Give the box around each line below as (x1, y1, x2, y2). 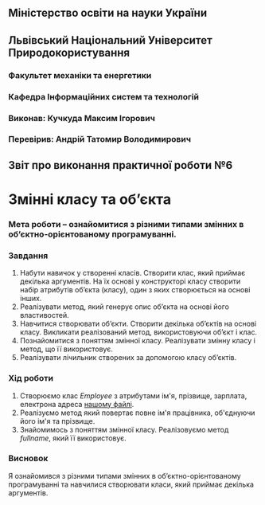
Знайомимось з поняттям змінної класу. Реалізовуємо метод (19, 425, 229, 434)
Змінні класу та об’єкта (8, 190, 172, 209)
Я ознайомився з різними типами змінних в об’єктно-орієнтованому (8, 471, 241, 480)
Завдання (8, 250, 49, 261)
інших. (19, 294, 42, 303)
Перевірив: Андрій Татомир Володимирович (8, 134, 192, 145)
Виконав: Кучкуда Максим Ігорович (8, 112, 155, 123)
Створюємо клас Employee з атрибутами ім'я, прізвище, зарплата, (19, 390, 247, 401)
